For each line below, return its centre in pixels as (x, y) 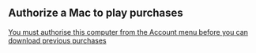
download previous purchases (57, 40)
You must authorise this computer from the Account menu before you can (128, 32)
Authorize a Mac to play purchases (96, 13)
